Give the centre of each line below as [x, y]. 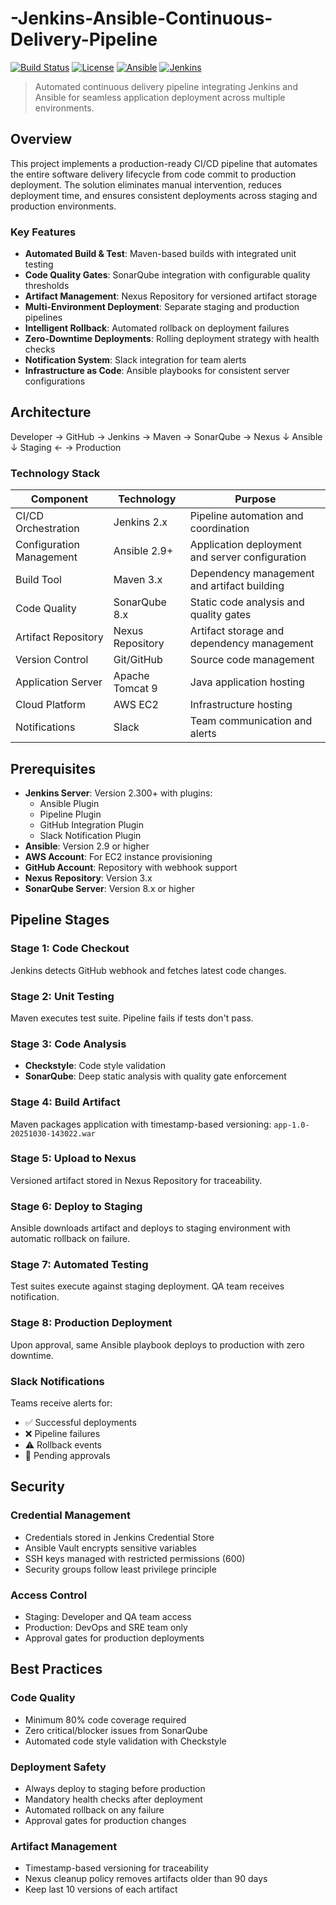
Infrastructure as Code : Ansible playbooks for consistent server [157, 371]
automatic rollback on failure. [70, 1239]
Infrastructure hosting [241, 705]
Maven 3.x [138, 580]
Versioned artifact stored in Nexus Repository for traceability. [136, 1180]
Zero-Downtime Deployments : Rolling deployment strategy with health [172, 339]
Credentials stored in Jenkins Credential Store [119, 1537]
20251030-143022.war [53, 1133]
